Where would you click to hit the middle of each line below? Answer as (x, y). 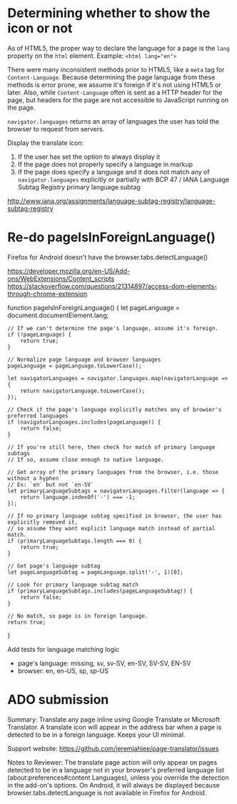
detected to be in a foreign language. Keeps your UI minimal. (96, 735)
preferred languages (38, 416)
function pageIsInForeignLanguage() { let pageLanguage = (94, 307)
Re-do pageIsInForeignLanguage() (111, 238)
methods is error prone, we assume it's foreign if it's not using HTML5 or (114, 84)
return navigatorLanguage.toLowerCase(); (82, 391)
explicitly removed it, (43, 522)
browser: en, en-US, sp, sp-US (63, 670)
